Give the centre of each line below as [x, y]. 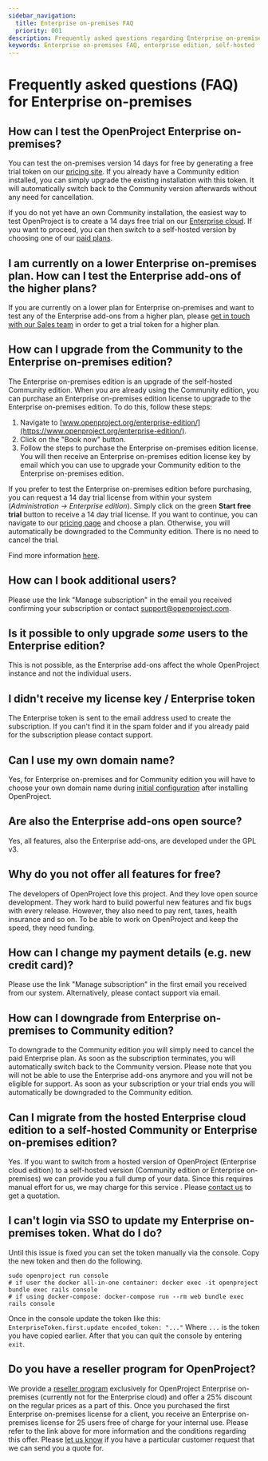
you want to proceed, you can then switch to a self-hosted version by [122, 230]
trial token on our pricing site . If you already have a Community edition [124, 172]
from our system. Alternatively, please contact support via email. [114, 993]
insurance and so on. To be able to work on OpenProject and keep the [123, 919]
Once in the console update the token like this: [85, 1318]
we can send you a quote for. [56, 1447]
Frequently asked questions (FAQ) [124, 85]
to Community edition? [116, 1030]
